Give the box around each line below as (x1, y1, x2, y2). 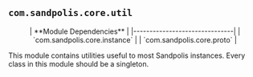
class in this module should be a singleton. (8, 59, 149, 68)
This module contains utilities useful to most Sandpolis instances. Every (8, 51, 246, 60)
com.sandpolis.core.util (8, 7, 133, 19)
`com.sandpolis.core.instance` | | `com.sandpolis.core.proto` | (33, 34, 237, 44)
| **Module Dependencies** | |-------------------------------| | (29, 26, 241, 36)
